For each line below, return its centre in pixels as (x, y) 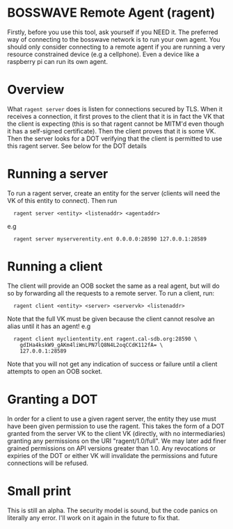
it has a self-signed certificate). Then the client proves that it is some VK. (112, 131)
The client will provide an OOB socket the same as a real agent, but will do (114, 286)
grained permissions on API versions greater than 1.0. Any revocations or (112, 448)
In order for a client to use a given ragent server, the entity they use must (112, 418)
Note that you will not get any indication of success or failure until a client (112, 364)
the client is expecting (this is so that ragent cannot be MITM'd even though (116, 124)
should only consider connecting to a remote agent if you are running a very (116, 47)
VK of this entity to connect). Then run (62, 200)
